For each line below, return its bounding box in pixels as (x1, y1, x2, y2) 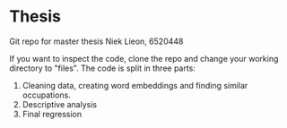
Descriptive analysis (22, 98, 97, 109)
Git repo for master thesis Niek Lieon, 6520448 (9, 36, 184, 47)
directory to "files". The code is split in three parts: (9, 63, 196, 73)
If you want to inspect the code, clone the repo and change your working (9, 53, 279, 64)
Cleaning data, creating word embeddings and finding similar (22, 80, 248, 90)
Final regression (22, 108, 83, 119)
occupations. (22, 90, 72, 100)
